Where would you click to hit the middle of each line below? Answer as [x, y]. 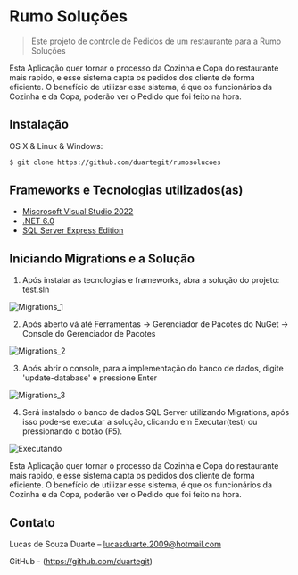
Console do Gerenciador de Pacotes [89, 334]
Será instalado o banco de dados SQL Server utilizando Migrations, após [156, 412]
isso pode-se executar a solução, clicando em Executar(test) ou [140, 422]
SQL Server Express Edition [73, 230]
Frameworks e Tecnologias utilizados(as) [126, 191]
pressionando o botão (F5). [72, 431]
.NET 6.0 [38, 221]
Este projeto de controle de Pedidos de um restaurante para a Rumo [156, 41]
